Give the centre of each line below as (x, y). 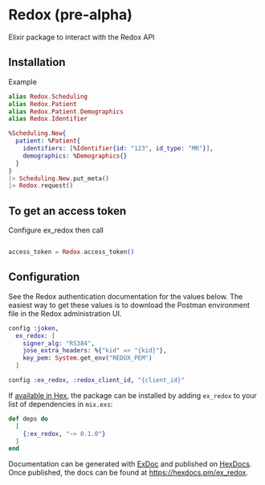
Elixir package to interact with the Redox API (82, 37)
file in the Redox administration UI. (65, 313)
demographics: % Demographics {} (75, 156)
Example (23, 81)
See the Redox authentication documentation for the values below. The (126, 296)
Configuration (44, 277)
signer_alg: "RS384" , (59, 343)
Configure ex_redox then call (56, 230)
